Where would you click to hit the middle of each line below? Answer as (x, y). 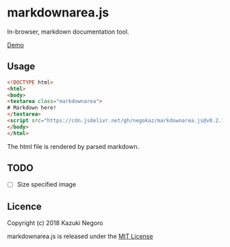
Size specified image (47, 185)
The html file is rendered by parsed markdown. (73, 146)
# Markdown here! (32, 108)
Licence (25, 206)
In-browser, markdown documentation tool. (68, 32)
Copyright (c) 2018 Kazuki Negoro (55, 223)
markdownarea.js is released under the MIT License (80, 236)
